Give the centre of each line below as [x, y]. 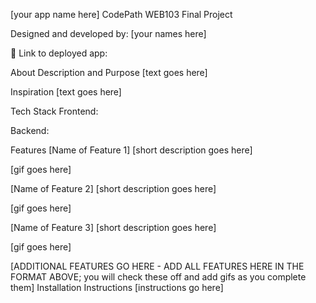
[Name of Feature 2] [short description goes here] [113, 188]
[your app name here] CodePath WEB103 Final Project [121, 14]
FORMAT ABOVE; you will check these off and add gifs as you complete [158, 277]
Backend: [30, 130]
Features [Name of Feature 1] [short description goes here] [131, 150]
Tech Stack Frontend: [54, 111]
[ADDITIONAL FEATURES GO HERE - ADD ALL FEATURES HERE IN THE [157, 266]
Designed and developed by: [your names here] [108, 33]
